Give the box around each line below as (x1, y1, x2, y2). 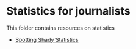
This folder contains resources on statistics (6, 24, 115, 31)
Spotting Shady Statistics (15, 36, 79, 43)
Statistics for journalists (6, 4, 131, 18)
